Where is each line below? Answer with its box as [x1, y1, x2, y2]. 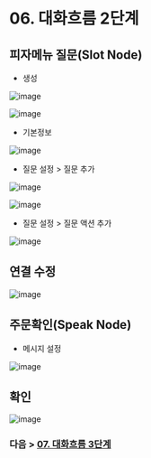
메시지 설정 [22, 342, 62, 353]
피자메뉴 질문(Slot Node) [9, 47, 143, 62]
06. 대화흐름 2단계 [9, 8, 139, 29]
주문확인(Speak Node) [9, 317, 132, 332]
